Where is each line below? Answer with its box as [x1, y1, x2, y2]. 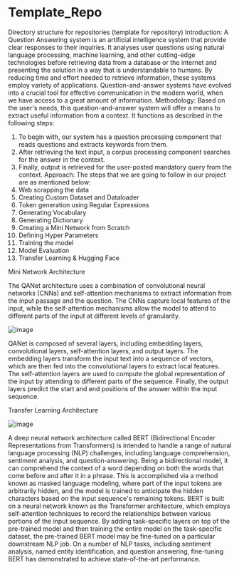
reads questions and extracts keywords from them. [18, 140, 168, 148]
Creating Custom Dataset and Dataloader [18, 193, 139, 202]
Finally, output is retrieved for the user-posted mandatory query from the [18, 162, 232, 171]
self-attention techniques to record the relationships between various [8, 509, 211, 517]
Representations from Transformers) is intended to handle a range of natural [8, 441, 232, 450]
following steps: [8, 118, 55, 127]
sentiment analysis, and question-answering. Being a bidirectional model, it [8, 456, 228, 465]
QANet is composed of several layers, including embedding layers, [8, 339, 203, 348]
